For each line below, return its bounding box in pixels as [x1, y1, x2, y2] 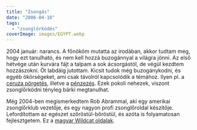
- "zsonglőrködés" [11, 25, 58, 32]
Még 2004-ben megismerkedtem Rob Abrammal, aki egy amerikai [6, 97, 170, 105]
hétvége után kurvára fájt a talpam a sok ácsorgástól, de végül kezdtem [6, 61, 184, 68]
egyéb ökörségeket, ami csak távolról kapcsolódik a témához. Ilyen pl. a [6, 73, 185, 81]
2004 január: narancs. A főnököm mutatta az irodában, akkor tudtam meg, [6, 48, 190, 55]
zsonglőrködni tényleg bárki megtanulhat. [6, 86, 110, 93]
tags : [6, 20, 20, 26]
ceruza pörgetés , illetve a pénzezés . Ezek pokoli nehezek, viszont [6, 79, 170, 87]
